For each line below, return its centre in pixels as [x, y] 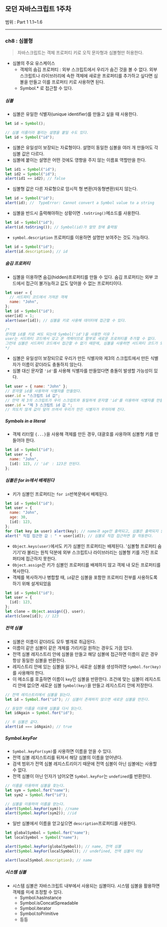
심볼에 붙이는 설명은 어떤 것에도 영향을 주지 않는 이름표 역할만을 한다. [79, 160]
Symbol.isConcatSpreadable [49, 903]
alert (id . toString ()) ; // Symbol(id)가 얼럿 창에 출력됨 [61, 227]
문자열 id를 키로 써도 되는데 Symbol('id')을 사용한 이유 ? [60, 334]
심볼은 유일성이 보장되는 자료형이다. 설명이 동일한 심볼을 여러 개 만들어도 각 [85, 147]
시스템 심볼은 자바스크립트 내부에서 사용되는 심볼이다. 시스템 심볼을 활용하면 [86, 886]
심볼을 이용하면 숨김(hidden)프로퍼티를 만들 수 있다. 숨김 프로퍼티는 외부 [83, 277]
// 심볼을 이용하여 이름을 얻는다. [35, 804]
